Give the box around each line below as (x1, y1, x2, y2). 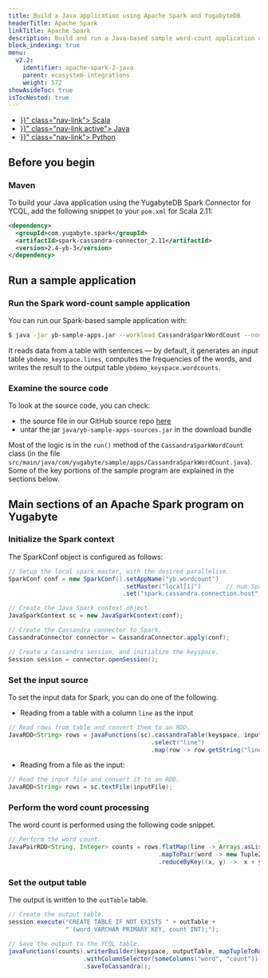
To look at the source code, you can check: (8, 401, 151, 410)
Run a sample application (8, 273, 136, 287)
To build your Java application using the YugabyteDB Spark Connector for (8, 198, 251, 207)
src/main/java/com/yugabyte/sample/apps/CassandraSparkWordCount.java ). (8, 457, 253, 467)
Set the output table (8, 876, 87, 888)
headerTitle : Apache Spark (8, 19, 98, 27)
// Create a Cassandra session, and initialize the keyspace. (8, 648, 219, 656)
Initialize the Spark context (8, 533, 115, 545)
